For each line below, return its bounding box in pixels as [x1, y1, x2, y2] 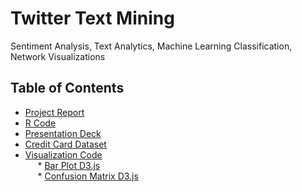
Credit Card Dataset [24, 138, 107, 150]
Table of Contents [10, 80, 125, 97]
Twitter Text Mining [10, 7, 175, 30]
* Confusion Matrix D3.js [37, 170, 139, 182]
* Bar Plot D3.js [37, 159, 101, 171]
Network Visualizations [10, 50, 106, 62]
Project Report [24, 106, 85, 118]
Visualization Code [24, 148, 103, 161]
